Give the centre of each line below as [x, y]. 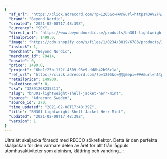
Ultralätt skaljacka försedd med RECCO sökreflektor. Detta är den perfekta [81, 140]
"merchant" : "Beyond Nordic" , [40, 51]
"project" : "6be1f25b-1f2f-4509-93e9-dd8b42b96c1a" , [65, 70]
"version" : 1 [23, 121]
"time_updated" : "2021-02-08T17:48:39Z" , [53, 107]
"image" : [18, 42]
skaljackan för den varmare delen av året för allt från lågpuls [67, 145]
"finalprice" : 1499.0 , [33, 38]
